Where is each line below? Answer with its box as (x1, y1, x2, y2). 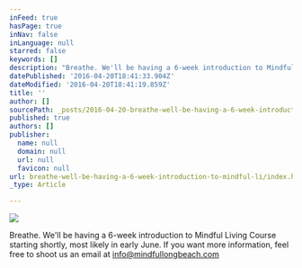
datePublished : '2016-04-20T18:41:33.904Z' (9, 72, 175, 81)
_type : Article (9, 181, 67, 190)
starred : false (9, 47, 67, 56)
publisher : (9, 130, 50, 139)
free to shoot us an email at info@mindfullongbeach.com (9, 249, 220, 260)
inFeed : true (9, 13, 58, 22)
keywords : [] (9, 55, 58, 64)
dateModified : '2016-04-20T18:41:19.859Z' (9, 80, 171, 89)
